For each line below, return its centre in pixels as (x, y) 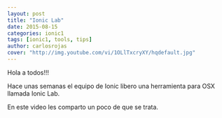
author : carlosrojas (37, 46)
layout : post (26, 14)
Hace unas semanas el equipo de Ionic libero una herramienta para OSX (111, 86)
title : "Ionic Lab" (36, 20)
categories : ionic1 (36, 33)
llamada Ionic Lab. (34, 93)
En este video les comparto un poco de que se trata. (83, 107)
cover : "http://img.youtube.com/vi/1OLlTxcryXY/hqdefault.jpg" (102, 53)
